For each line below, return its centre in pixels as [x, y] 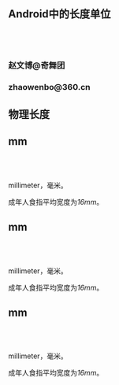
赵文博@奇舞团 [37, 65]
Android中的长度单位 [59, 14]
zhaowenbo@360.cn [49, 87]
